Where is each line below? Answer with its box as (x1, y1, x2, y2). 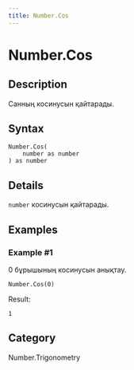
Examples (8, 222, 58, 236)
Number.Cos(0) (8, 280, 56, 288)
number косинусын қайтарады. (8, 200, 109, 210)
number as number (22, 150, 80, 158)
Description (8, 77, 67, 92)
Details (8, 179, 44, 192)
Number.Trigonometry (8, 352, 81, 362)
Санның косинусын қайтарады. (8, 99, 115, 108)
